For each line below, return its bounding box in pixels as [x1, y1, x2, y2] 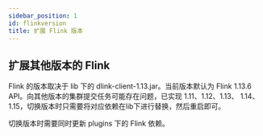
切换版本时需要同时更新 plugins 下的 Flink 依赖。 [8, 118, 169, 129]
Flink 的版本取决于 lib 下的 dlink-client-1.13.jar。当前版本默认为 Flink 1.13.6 [8, 81, 253, 91]
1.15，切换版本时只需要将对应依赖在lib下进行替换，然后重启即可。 [8, 101, 226, 111]
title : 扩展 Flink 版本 [8, 27, 83, 35]
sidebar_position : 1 [8, 11, 78, 20]
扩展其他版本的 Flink [8, 58, 111, 72]
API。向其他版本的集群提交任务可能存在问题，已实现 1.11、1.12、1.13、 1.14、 [8, 92, 260, 101]
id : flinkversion [8, 19, 67, 27]
